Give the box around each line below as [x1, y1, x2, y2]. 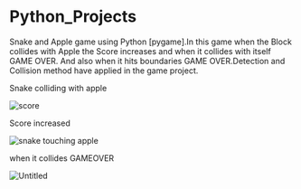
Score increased [9, 118, 71, 128]
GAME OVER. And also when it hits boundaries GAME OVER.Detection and [9, 55, 286, 66]
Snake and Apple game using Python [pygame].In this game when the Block [9, 36, 292, 47]
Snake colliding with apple [9, 82, 108, 93]
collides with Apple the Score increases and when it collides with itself [9, 45, 271, 56]
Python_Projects [9, 6, 137, 27]
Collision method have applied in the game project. [9, 65, 199, 76]
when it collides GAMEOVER [9, 152, 115, 164]
